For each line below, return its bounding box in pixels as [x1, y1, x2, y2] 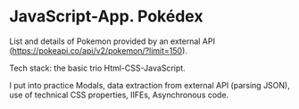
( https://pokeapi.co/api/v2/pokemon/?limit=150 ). [9, 45, 187, 55]
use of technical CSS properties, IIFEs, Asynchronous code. [9, 89, 229, 100]
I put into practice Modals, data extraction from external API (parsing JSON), [9, 80, 290, 90]
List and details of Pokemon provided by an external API [9, 36, 216, 46]
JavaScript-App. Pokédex [9, 6, 203, 27]
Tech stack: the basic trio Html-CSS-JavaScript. [9, 63, 186, 73]
